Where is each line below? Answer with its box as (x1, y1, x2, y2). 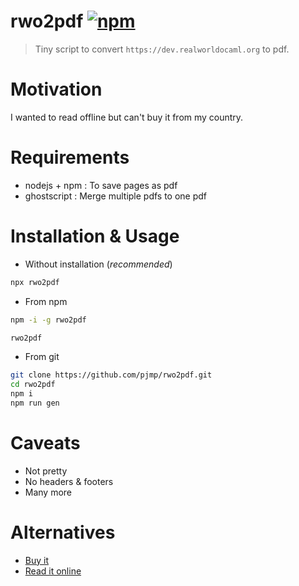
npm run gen (10, 398, 60, 408)
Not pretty (24, 465, 68, 477)
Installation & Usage (10, 225, 180, 247)
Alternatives (10, 521, 116, 544)
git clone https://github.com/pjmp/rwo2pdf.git (10, 370, 213, 380)
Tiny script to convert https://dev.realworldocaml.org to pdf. (34, 43, 290, 55)
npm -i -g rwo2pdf (10, 315, 87, 325)
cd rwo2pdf (10, 380, 56, 390)
